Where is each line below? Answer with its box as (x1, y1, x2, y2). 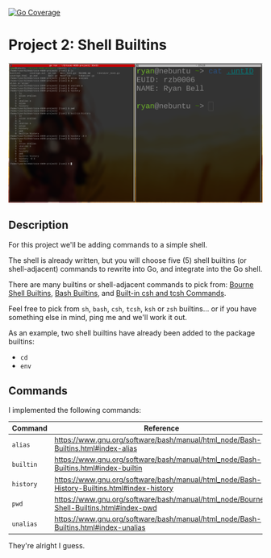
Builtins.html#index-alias (54, 443, 138, 453)
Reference (144, 423, 180, 433)
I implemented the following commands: (8, 406, 142, 415)
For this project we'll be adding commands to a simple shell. (8, 239, 208, 249)
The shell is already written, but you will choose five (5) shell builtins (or (8, 255, 248, 265)
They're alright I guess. (8, 540, 85, 550)
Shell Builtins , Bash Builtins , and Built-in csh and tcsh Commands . (8, 288, 227, 298)
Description (8, 219, 69, 232)
